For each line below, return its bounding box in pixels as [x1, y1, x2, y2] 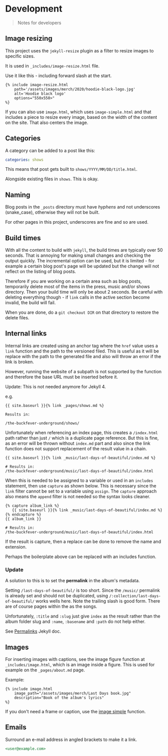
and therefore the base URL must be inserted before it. [5, 374, 118, 380]
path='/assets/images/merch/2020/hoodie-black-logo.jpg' [14, 87, 136, 92]
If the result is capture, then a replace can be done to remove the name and [5, 538, 161, 544]
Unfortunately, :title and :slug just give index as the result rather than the [5, 613, 160, 620]
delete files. [5, 315, 30, 321]
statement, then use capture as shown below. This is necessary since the [5, 483, 156, 489]
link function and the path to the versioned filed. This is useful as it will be [5, 348, 159, 354]
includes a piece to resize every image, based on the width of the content [5, 114, 157, 120]
